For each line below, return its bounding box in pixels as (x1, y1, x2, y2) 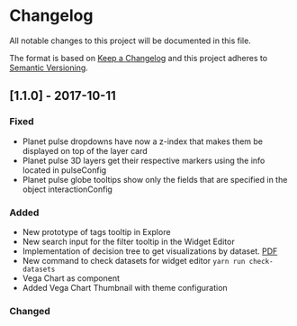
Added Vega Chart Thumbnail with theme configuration (22, 282, 228, 293)
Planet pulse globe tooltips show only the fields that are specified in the (22, 174, 288, 185)
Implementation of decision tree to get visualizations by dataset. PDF (22, 245, 278, 257)
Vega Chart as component (22, 272, 120, 284)
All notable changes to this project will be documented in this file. (9, 35, 252, 46)
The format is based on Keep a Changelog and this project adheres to (9, 52, 268, 63)
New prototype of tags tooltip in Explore (22, 226, 171, 237)
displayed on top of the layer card (22, 145, 148, 156)
